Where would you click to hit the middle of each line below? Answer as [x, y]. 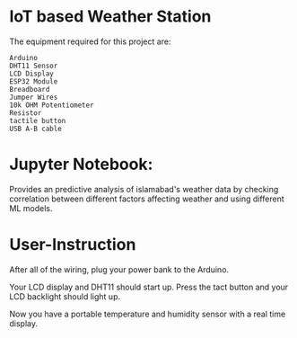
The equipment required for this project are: [90, 41]
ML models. [31, 208]
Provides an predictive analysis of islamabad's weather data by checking [144, 189]
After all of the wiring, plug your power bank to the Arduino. [119, 269]
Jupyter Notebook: [81, 165]
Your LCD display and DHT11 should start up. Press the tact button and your [149, 287]
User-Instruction [73, 245]
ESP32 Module [34, 81]
